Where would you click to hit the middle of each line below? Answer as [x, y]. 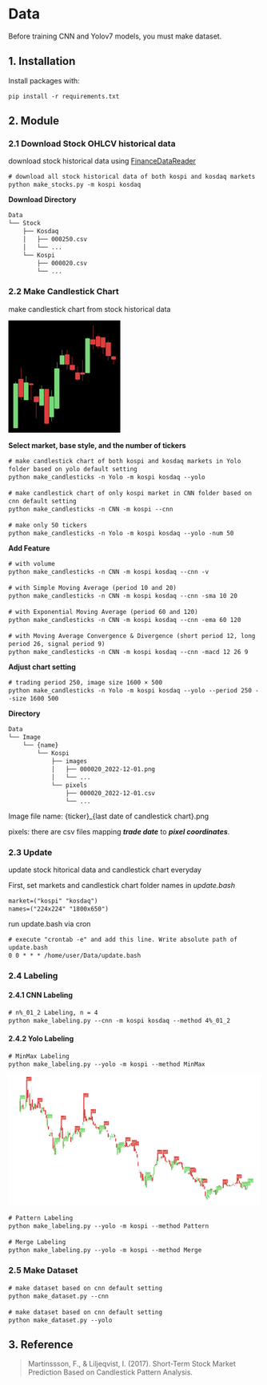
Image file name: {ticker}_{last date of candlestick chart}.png [109, 816]
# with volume [32, 563]
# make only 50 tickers [48, 525]
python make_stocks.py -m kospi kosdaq [75, 185]
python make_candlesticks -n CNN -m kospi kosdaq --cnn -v [109, 571]
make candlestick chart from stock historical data [90, 309]
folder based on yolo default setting [73, 469]
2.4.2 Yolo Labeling [41, 1038]
